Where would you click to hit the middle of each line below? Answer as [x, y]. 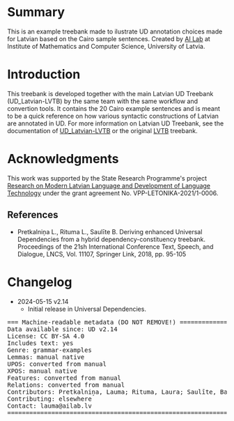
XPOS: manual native [42, 371]
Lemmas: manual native [46, 357]
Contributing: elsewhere [49, 399]
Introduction [44, 75]
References [33, 215]
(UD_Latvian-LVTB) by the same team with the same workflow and [103, 101]
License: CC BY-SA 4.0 [46, 336]
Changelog [40, 282]
